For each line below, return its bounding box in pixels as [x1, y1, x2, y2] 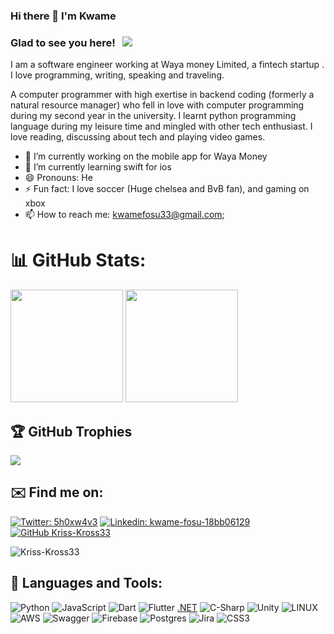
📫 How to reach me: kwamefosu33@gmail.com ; [24, 209, 225, 221]
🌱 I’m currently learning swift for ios [24, 161, 172, 173]
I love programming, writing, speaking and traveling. [10, 69, 225, 81]
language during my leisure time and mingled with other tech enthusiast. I [10, 120, 313, 133]
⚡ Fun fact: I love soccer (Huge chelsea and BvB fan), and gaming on [24, 183, 310, 195]
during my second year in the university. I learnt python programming [10, 110, 297, 122]
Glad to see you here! [10, 35, 116, 49]
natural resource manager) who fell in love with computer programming [10, 99, 305, 111]
